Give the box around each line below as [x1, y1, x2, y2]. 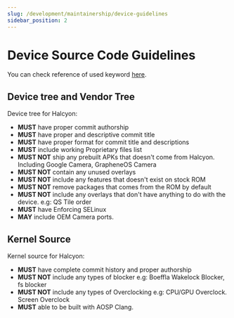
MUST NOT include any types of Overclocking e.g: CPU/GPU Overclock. [17, 288, 227, 296]
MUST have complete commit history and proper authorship [17, 265, 192, 274]
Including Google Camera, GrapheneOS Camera [17, 160, 157, 169]
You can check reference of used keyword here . [7, 70, 147, 79]
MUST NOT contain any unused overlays [17, 168, 136, 177]
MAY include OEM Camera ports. [17, 212, 114, 222]
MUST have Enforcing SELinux [17, 205, 107, 214]
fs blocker [17, 281, 47, 289]
